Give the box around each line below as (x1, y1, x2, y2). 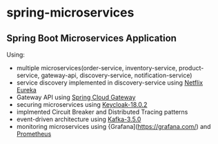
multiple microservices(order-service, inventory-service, (16, 64, 177, 72)
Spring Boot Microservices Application (6, 32, 177, 44)
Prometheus (16, 130, 52, 138)
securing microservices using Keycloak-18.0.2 (16, 101, 148, 108)
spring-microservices (6, 5, 135, 21)
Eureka (16, 86, 37, 94)
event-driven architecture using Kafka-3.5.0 (16, 115, 141, 123)
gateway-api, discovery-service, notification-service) (41, 71, 192, 79)
